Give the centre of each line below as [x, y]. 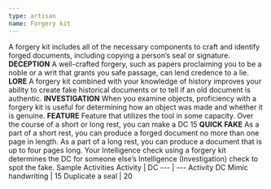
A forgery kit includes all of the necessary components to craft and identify [134, 46]
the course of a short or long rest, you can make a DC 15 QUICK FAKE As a [134, 124]
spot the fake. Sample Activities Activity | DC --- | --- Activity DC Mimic [128, 167]
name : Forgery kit [39, 24]
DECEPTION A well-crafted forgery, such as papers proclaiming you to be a [135, 64]
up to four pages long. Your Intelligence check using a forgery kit [117, 150]
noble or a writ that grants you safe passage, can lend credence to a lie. [129, 72]
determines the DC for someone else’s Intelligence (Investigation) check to [133, 158]
